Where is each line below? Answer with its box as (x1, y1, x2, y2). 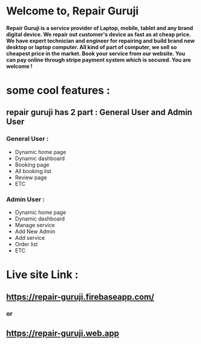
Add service (14, 234, 45, 241)
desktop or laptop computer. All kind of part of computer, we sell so (6, 43, 178, 50)
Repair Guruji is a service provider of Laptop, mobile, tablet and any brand (6, 24, 193, 31)
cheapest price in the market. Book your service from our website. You (6, 50, 185, 57)
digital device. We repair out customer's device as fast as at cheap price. (6, 31, 191, 38)
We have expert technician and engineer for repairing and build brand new (6, 37, 195, 44)
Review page (14, 174, 47, 181)
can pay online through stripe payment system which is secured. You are (6, 56, 191, 64)
